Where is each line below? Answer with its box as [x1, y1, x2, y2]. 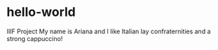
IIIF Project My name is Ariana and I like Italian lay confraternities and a [6, 27, 211, 35]
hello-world [6, 4, 76, 20]
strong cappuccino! [6, 34, 63, 42]
